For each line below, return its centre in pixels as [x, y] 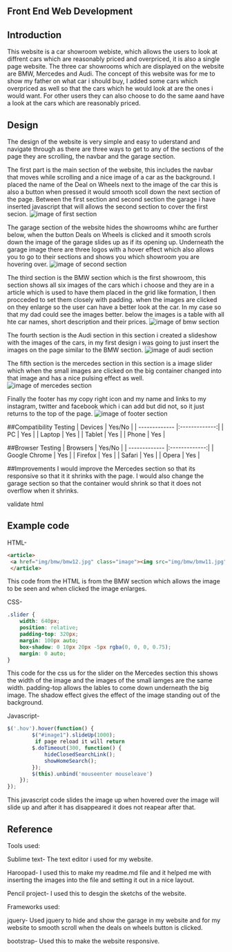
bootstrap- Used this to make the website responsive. [84, 941]
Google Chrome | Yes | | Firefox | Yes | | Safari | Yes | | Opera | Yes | [104, 455]
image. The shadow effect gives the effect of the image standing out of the [114, 695]
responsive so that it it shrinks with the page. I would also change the [106, 476]
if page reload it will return [80, 742]
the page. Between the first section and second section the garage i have [112, 200]
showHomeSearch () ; [70, 761]
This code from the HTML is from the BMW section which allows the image [114, 581]
